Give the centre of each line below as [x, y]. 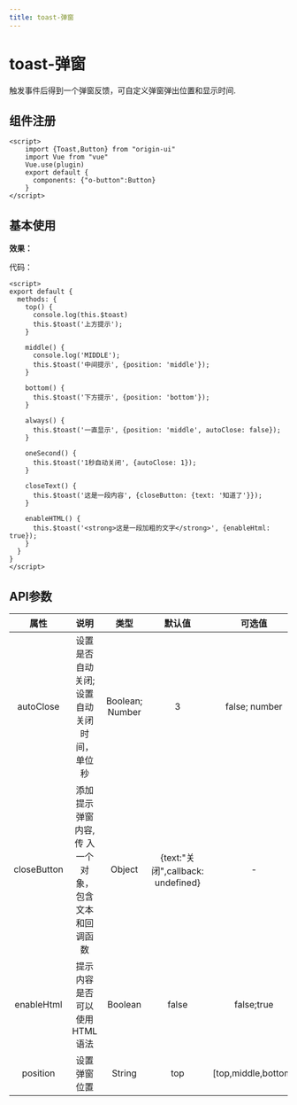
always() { [45, 421]
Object [124, 869]
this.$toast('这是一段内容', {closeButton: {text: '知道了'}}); [147, 496]
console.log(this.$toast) [80, 315]
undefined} [177, 883]
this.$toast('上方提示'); [78, 324]
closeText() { [51, 486]
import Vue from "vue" [67, 157]
